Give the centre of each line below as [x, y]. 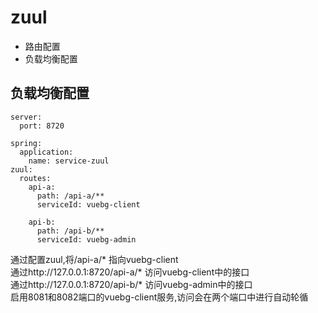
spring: [26, 143]
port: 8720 [42, 126]
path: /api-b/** [70, 231]
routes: [35, 178]
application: [46, 152]
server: [26, 117]
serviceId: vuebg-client [88, 204]
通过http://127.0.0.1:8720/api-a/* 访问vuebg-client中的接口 [130, 272]
